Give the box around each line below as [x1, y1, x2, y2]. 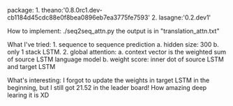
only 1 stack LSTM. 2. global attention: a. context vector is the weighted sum [7, 48, 227, 56]
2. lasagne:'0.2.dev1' [151, 13, 211, 22]
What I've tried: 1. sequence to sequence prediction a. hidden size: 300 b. [7, 40, 220, 48]
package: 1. [7, 6, 40, 14]
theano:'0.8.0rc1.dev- [41, 6, 103, 14]
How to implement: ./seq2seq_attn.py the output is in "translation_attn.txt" [7, 27, 220, 35]
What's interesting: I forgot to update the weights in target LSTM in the [7, 76, 210, 84]
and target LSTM [7, 63, 56, 70]
